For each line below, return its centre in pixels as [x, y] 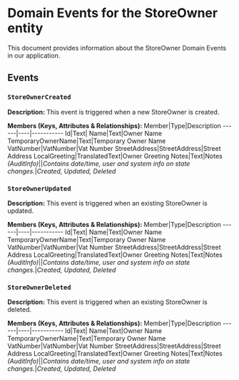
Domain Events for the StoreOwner [113, 13]
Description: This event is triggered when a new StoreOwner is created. [113, 112]
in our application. [34, 56]
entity [25, 28]
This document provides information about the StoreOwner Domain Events [117, 48]
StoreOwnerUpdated [39, 189]
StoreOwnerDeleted [39, 287]
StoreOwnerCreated [39, 97]
